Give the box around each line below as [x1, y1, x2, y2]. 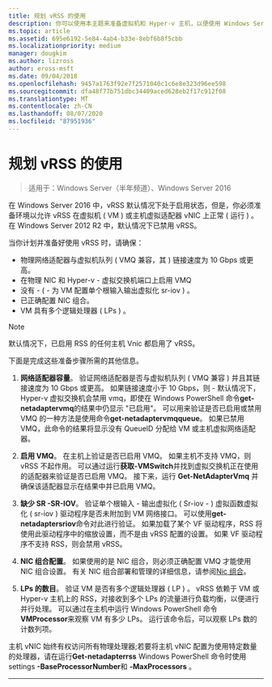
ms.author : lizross [8, 58, 74, 66]
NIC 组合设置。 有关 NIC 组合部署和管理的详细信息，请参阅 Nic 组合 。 [19, 566, 251, 576]
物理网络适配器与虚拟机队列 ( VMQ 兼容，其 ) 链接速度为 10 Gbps [19, 254, 238, 264]
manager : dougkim [8, 49, 67, 58]
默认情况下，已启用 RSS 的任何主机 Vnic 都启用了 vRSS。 [8, 338, 200, 348]
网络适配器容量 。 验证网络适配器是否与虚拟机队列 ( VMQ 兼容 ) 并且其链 [19, 373, 261, 382]
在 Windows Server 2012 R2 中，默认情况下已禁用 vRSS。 [8, 220, 202, 230]
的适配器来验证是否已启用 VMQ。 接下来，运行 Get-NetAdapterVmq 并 [19, 471, 259, 480]
